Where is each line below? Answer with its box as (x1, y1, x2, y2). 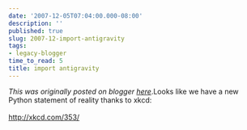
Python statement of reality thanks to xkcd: (8, 94, 152, 105)
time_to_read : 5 (8, 57, 63, 65)
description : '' (8, 19, 63, 27)
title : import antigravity (8, 65, 100, 73)
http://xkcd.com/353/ (8, 112, 80, 122)
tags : (8, 42, 27, 50)
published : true (8, 27, 63, 35)
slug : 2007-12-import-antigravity (8, 34, 126, 43)
